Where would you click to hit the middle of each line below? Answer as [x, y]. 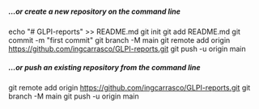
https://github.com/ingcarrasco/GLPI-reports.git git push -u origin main [127, 48]
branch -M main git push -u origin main [74, 96]
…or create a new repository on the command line [94, 11]
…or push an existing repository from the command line [104, 67]
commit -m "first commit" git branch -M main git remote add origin [119, 40]
